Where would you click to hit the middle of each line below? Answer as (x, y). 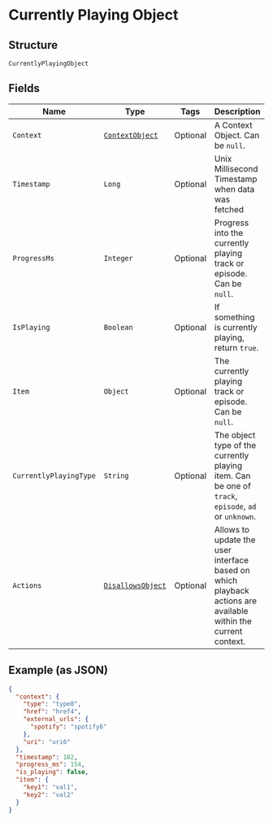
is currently (236, 327)
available (231, 611)
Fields (24, 88)
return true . (236, 347)
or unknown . (235, 516)
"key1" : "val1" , (51, 787)
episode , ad (235, 506)
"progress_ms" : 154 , (50, 765)
